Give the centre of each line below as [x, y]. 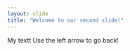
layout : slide [28, 14]
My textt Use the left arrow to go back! [63, 40]
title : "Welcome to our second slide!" [66, 20]
